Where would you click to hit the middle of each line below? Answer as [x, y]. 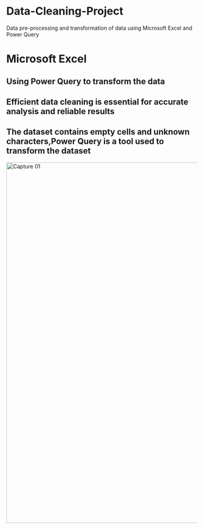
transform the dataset [49, 151]
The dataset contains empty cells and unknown [98, 132]
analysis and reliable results [60, 111]
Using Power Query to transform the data [86, 81]
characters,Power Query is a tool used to [85, 142]
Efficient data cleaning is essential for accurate [97, 102]
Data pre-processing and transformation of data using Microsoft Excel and [99, 28]
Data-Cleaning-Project [65, 11]
